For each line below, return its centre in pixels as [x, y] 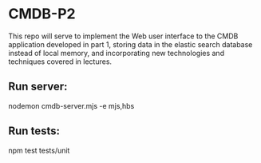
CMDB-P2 [42, 14]
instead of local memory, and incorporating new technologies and [117, 53]
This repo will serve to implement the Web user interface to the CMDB [123, 36]
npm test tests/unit [39, 150]
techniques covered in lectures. [60, 62]
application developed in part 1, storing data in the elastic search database [130, 44]
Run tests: [34, 131]
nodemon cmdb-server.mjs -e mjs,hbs [71, 105]
